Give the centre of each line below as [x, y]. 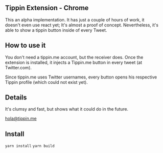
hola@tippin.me [21, 118]
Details [16, 98]
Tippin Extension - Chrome [47, 8]
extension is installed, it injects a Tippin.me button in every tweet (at [74, 62]
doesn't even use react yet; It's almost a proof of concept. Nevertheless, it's [82, 25]
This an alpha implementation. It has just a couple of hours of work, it [75, 19]
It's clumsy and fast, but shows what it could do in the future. [67, 109]
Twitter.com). [18, 67]
